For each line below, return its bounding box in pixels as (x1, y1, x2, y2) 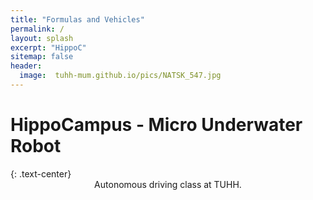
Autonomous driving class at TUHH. (94, 178, 242, 190)
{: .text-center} (10, 167, 72, 180)
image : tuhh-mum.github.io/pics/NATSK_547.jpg (19, 71, 222, 81)
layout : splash (10, 33, 74, 43)
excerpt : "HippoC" (10, 42, 87, 53)
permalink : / (10, 24, 65, 34)
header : (10, 61, 43, 71)
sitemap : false (10, 52, 74, 62)
